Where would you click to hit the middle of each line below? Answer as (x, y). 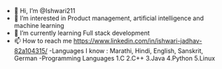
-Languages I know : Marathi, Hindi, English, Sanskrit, (126, 51)
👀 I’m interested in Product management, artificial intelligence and (109, 18)
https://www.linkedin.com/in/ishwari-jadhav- (138, 41)
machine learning (39, 25)
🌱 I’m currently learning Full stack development (82, 33)
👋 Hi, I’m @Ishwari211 (44, 11)
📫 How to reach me (43, 41)
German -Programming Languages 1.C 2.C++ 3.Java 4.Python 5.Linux (115, 58)
